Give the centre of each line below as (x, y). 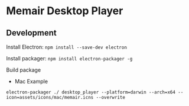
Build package (24, 70)
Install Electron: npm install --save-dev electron (66, 47)
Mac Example (31, 81)
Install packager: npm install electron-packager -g (69, 58)
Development (32, 33)
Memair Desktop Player (65, 11)
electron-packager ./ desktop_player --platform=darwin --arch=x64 (91, 92)
